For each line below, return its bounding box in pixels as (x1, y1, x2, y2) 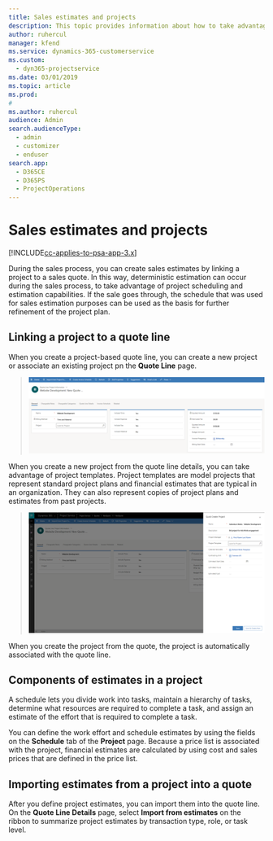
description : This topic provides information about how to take (8, 21, 234, 30)
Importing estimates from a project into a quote (8, 777, 252, 791)
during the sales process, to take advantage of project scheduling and (8, 281, 244, 291)
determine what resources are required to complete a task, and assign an (8, 703, 253, 713)
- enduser (15, 151, 49, 159)
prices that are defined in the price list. (8, 754, 138, 764)
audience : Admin (8, 116, 63, 125)
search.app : (8, 159, 49, 167)
